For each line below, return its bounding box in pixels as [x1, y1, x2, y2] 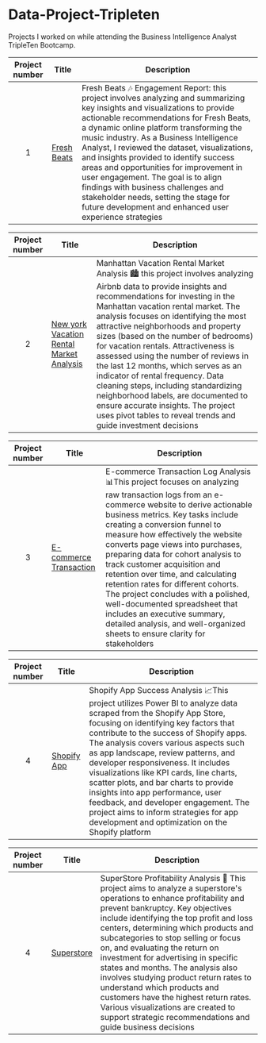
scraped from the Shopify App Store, [89, 707, 226, 718]
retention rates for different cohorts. [105, 578, 239, 589]
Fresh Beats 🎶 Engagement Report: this [82, 82, 227, 93]
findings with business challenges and [82, 181, 224, 192]
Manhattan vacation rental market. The [96, 300, 241, 311]
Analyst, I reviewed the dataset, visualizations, [82, 141, 253, 152]
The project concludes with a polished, [105, 588, 250, 599]
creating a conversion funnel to [105, 518, 222, 529]
